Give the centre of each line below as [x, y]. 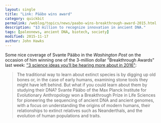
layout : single [20, 9]
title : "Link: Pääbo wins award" [39, 14]
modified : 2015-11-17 [27, 37]
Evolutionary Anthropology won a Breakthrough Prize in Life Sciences [86, 95]
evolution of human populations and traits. [59, 115]
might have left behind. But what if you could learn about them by [82, 85]
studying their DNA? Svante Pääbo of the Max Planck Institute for [81, 90]
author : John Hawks [25, 41]
